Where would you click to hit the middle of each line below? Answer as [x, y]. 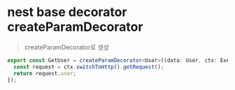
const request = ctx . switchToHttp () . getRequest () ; [89, 67]
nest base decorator [67, 12]
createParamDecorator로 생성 [67, 47]
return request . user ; [45, 73]
